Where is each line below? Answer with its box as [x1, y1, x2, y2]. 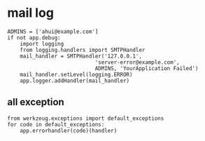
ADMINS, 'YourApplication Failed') [94, 65, 199, 72]
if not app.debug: [7, 34, 61, 41]
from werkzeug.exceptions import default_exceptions [7, 114, 164, 122]
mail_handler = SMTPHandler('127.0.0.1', [20, 53, 142, 60]
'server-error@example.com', [94, 58, 180, 66]
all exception [7, 96, 64, 108]
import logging [20, 40, 64, 47]
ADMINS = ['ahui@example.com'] [7, 28, 99, 35]
